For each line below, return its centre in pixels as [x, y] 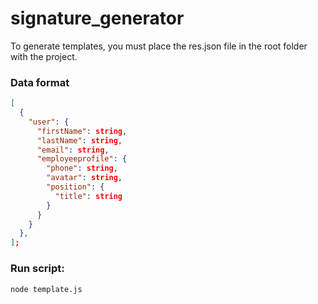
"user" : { [49, 122]
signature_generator [97, 18]
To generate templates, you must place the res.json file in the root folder [159, 46]
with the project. [44, 56]
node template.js [46, 289]
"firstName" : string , [82, 131]
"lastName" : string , [79, 140]
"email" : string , [73, 150]
